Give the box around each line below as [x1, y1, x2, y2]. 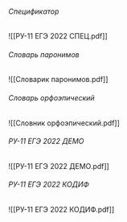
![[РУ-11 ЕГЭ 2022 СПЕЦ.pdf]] [8, 31, 108, 41]
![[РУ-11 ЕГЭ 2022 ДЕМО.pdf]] [8, 161, 110, 171]
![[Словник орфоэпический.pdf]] [8, 117, 121, 128]
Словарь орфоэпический [8, 93, 95, 102]
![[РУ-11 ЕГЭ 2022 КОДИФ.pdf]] [8, 205, 115, 215]
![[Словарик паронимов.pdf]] [8, 75, 109, 84]
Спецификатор [8, 6, 59, 16]
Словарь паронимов [8, 49, 80, 60]
